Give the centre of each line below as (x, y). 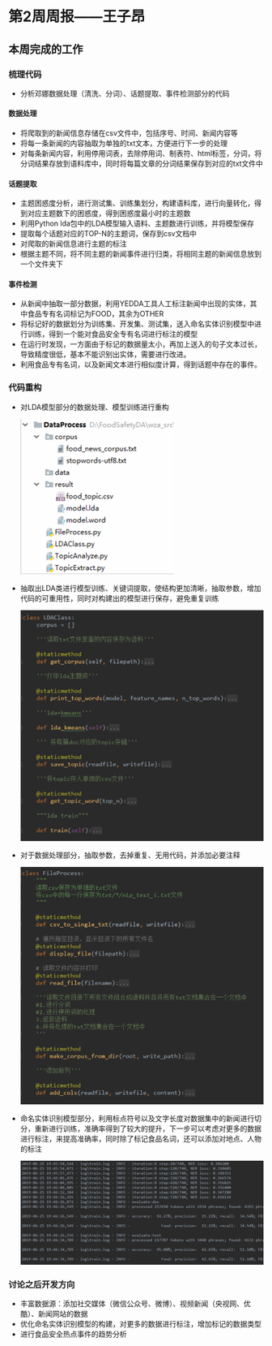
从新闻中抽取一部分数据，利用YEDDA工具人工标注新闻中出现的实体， (135, 304)
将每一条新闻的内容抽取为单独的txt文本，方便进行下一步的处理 (124, 144)
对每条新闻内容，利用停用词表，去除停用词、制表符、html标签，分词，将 (141, 153)
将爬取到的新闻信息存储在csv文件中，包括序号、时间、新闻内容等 (129, 133)
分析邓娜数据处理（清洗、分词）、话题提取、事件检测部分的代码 (125, 93)
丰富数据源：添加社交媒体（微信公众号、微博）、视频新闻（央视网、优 (135, 1304)
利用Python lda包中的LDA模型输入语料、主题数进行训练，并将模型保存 (137, 223)
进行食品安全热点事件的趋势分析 (73, 1334)
